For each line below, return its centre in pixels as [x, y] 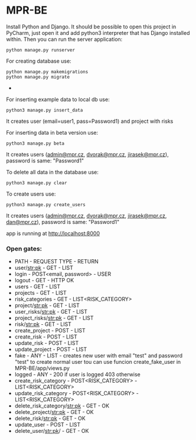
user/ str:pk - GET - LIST [44, 268]
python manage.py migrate [38, 77]
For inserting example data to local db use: [58, 99]
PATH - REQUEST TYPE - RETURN [56, 262]
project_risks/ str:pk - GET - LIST [54, 318]
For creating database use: [39, 61]
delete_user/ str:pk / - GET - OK [52, 431]
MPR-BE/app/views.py [42, 368]
